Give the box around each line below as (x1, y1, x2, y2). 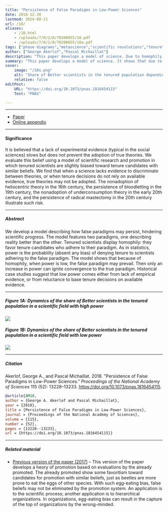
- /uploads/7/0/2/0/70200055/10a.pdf (14, 40, 93, 45)
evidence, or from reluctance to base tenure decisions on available (5, 276, 143, 282)
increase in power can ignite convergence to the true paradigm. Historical (5, 266, 157, 272)
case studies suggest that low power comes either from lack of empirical (5, 271, 155, 277)
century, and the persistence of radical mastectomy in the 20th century (5, 194, 152, 200)
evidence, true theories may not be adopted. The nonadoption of (5, 178, 139, 184)
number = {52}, (5, 421, 37, 426)
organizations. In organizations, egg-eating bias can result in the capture (12, 496, 162, 502)
